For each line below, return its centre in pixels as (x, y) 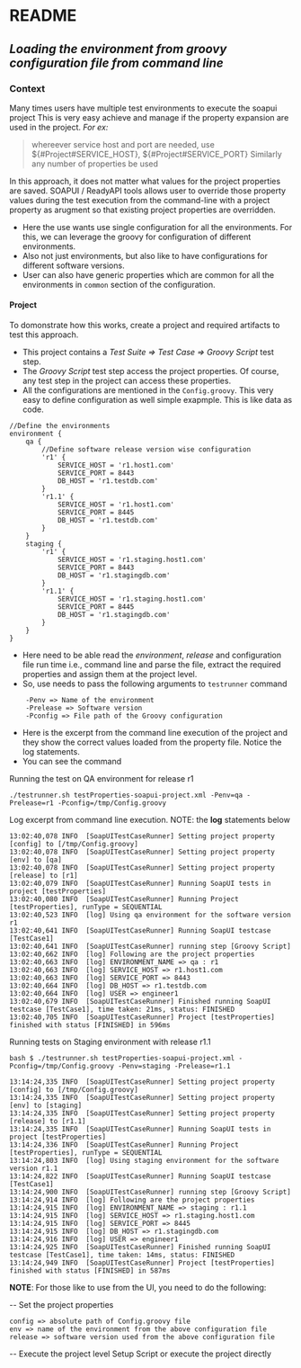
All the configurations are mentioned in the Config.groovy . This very (148, 390)
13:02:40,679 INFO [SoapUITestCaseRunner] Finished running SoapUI (140, 1002)
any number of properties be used (95, 164)
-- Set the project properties (62, 1305)
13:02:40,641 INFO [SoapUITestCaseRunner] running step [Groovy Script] (150, 947)
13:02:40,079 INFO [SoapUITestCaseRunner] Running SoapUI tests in (140, 884)
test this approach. (44, 335)
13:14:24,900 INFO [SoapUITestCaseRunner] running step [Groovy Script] (150, 1193)
